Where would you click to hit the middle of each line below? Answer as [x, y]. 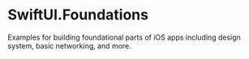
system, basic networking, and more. [69, 45]
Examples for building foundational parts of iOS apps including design [124, 37]
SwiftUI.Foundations [78, 15]
